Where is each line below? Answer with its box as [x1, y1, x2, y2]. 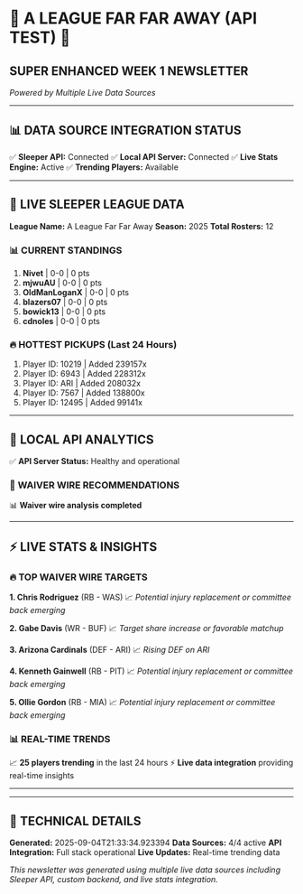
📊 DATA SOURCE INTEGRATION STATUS [9, 123, 242, 138]
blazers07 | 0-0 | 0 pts [22, 296, 108, 307]
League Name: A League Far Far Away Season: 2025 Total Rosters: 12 [9, 220, 274, 231]
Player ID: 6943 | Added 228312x [22, 368, 146, 379]
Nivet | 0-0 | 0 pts [22, 267, 90, 278]
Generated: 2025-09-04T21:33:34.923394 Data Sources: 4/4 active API [9, 837, 282, 848]
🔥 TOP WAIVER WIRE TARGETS [9, 571, 149, 583]
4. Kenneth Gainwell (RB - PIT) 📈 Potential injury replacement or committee [9, 666, 294, 676]
